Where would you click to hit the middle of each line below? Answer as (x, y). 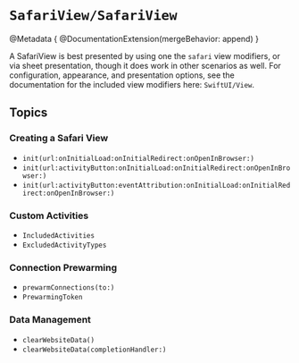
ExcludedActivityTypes (64, 245)
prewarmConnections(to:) (68, 288)
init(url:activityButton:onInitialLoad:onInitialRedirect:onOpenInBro (156, 168)
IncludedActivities (58, 235)
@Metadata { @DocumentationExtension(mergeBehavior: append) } (134, 38)
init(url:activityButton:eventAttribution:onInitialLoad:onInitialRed (156, 185)
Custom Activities (49, 215)
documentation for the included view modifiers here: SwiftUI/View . (132, 84)
